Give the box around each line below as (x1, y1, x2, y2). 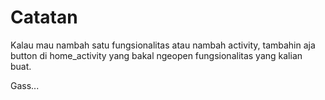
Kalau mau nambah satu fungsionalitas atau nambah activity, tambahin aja (10, 39, 316, 51)
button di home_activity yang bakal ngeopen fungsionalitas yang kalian (10, 49, 303, 61)
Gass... (10, 79, 40, 91)
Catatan (10, 6, 78, 29)
